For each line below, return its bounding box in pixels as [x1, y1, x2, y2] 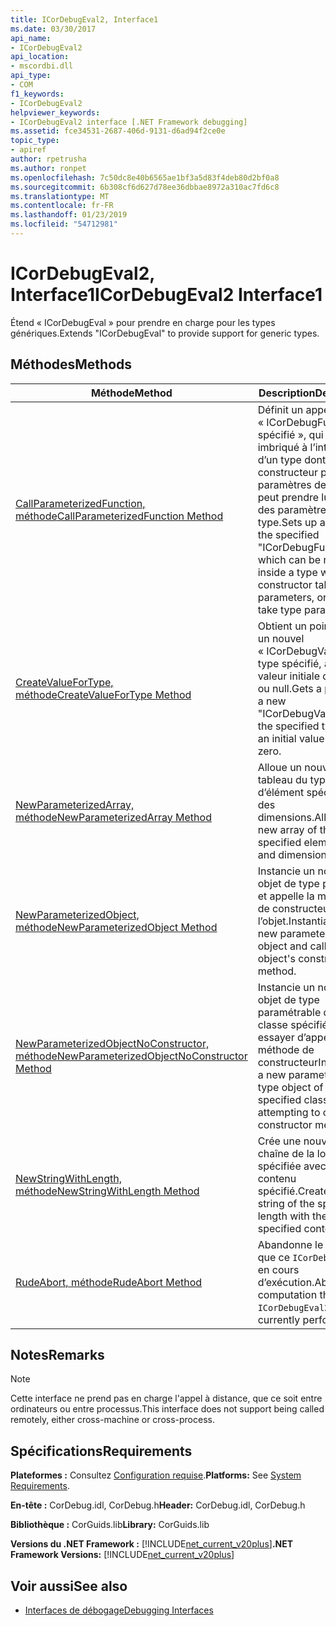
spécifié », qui [257, 427, 324, 441]
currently [257, 1312, 301, 1326]
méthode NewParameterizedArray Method [15, 810, 212, 824]
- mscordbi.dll [10, 61, 74, 71]
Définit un [257, 402, 304, 416]
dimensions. [257, 810, 315, 824]
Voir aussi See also [10, 1577, 128, 1595]
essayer [257, 1030, 295, 1044]
